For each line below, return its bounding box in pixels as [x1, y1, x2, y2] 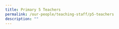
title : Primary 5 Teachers [5, 7, 61, 12]
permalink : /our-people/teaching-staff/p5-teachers [5, 12, 114, 17]
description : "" [5, 16, 39, 21]
